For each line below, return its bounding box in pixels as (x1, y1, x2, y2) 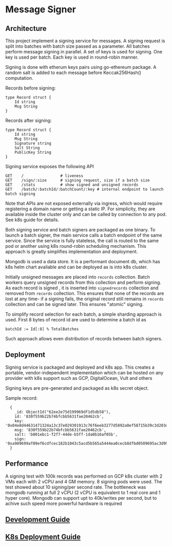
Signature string (14, 141, 52, 146)
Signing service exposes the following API (5, 163, 94, 169)
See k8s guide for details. (5, 217, 59, 223)
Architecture (5, 24, 47, 33)
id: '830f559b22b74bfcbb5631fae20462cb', (14, 414, 104, 419)
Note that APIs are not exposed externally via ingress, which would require (5, 201, 163, 206)
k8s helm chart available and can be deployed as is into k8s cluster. (5, 264, 148, 270)
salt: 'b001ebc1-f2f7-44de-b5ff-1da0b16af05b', (14, 432, 118, 437)
